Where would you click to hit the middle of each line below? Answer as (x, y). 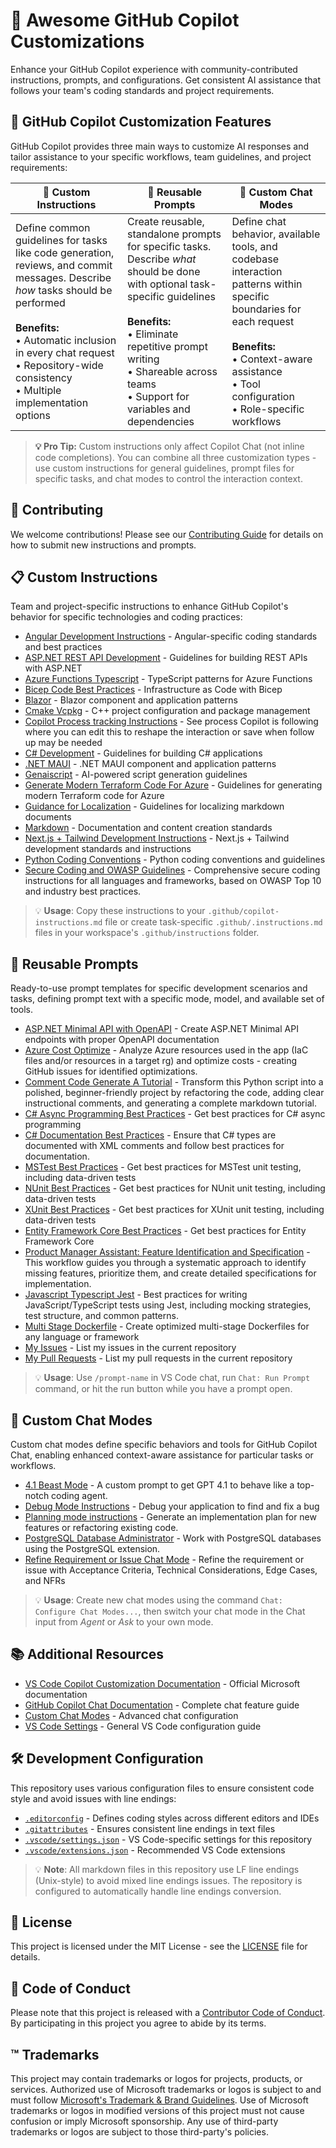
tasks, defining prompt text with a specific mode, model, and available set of (167, 999)
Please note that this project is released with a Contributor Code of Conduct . (168, 2013)
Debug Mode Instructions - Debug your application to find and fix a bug (172, 1506)
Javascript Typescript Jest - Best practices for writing (136, 1295)
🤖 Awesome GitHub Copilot (125, 20)
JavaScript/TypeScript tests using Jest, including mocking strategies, (168, 1305)
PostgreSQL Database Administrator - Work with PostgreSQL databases (173, 1538)
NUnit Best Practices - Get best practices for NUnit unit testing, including (175, 1188)
